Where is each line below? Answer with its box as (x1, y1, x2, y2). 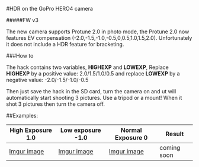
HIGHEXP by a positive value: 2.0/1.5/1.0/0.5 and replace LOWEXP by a (6, 70, 180, 77)
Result (165, 130, 184, 138)
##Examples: (6, 112, 38, 119)
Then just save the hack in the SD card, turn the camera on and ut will (6, 88, 176, 94)
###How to (6, 52, 34, 59)
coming (159, 144, 181, 152)
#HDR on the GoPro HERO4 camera (6, 5, 94, 12)
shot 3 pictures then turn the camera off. (6, 100, 105, 108)
